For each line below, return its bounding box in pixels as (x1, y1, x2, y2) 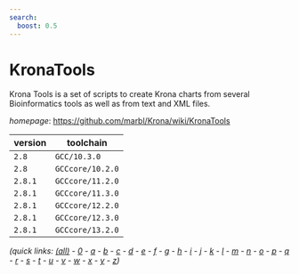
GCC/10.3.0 (54, 152, 101, 162)
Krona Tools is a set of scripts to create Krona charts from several (9, 89, 251, 100)
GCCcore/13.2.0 (54, 225, 119, 236)
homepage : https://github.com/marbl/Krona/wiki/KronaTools (9, 116, 230, 126)
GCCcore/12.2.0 (54, 201, 119, 211)
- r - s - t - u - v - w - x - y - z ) (9, 255, 120, 266)
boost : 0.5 (17, 21, 58, 30)
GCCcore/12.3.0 (54, 213, 119, 223)
